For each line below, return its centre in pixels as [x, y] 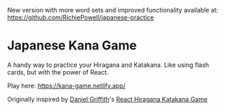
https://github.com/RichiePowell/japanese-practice [81, 17]
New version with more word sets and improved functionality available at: [113, 10]
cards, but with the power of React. [58, 72]
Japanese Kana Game [72, 46]
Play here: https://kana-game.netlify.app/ [66, 86]
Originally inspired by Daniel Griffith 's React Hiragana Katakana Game [108, 99]
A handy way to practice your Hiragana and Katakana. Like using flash [108, 65]
